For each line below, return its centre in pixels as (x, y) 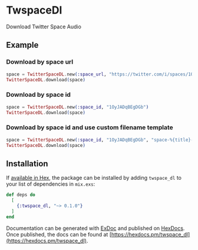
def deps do (21, 195)
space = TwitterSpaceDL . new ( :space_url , (57, 74)
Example (22, 45)
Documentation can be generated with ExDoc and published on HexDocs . (95, 228)
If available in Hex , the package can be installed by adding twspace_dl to (94, 178)
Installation (27, 164)
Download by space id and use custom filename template (90, 127)
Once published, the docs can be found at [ (59, 234)
